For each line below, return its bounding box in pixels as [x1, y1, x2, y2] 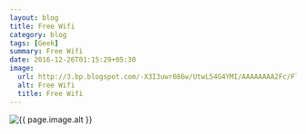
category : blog [9, 30, 67, 39]
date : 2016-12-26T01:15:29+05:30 [9, 55, 137, 64]
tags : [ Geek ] [9, 38, 59, 48]
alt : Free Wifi [17, 81, 76, 90]
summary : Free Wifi [9, 47, 84, 56]
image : [9, 64, 35, 73]
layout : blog [9, 13, 59, 23]
